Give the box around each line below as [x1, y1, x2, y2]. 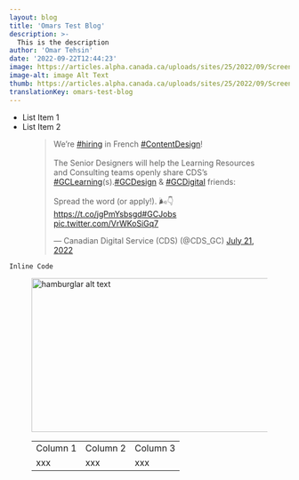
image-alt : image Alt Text [9, 71, 109, 80]
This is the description [17, 37, 109, 47]
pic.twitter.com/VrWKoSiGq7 [53, 218, 159, 228]
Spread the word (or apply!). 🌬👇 [53, 196, 174, 206]
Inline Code [9, 261, 53, 271]
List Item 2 [21, 121, 61, 132]
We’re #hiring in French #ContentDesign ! [53, 139, 203, 149]
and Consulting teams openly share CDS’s [53, 166, 208, 178]
